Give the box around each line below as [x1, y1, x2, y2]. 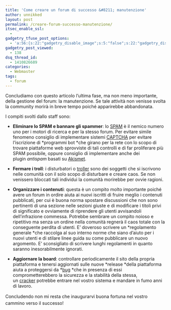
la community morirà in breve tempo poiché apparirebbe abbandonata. [5, 103, 154, 110]
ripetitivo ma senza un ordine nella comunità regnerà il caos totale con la [12, 219, 165, 225]
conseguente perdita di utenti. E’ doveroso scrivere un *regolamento [12, 224, 157, 230]
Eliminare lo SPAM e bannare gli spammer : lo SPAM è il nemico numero [12, 123, 164, 129]
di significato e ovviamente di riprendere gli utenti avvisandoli [12, 208, 141, 214]
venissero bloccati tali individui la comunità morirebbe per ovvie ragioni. [12, 176, 164, 183]
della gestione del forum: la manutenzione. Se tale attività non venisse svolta [5, 98, 166, 104]
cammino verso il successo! [5, 300, 64, 306]
